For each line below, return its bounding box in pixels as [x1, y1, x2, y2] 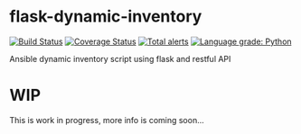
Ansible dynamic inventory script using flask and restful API [9, 53, 231, 64]
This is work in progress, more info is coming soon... [9, 114, 205, 125]
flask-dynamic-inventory [9, 6, 202, 27]
